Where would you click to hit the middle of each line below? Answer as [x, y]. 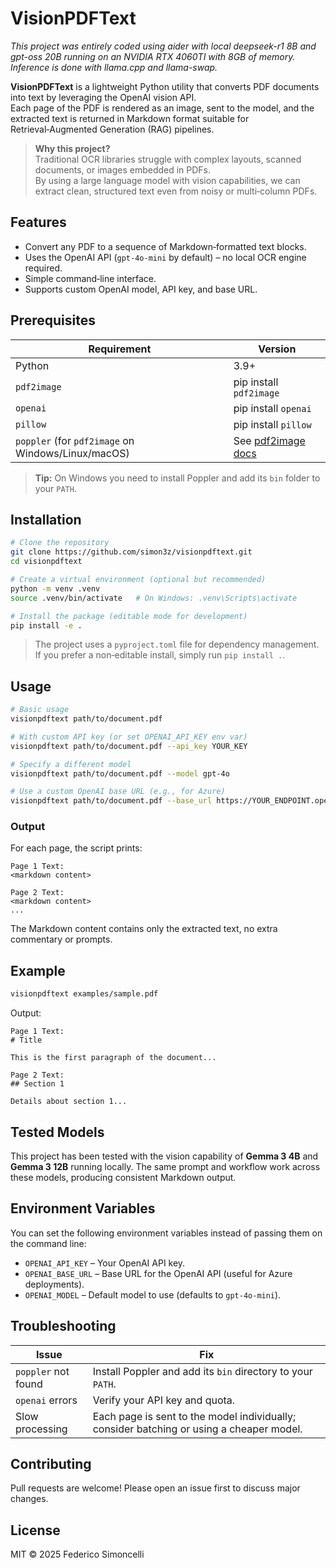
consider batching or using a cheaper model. [197, 1429]
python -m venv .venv [55, 588]
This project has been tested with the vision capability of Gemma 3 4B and [164, 1156]
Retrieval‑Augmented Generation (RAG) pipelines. [112, 129]
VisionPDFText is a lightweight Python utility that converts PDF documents [165, 86]
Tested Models [57, 1132]
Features [38, 222]
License [35, 1530]
